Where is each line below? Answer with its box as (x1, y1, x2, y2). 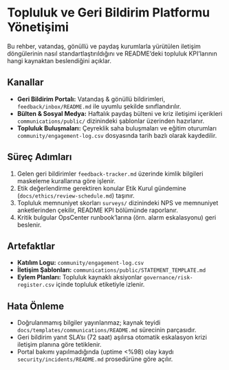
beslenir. (17, 220, 42, 229)
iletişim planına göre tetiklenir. (17, 340, 102, 349)
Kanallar (7, 77, 44, 89)
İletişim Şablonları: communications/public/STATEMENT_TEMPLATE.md (17, 266, 206, 274)
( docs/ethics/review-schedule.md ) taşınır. (17, 191, 135, 200)
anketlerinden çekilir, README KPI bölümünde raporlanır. (17, 206, 179, 214)
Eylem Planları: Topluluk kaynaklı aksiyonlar (17, 273, 142, 281)
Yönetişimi (7, 19, 69, 35)
